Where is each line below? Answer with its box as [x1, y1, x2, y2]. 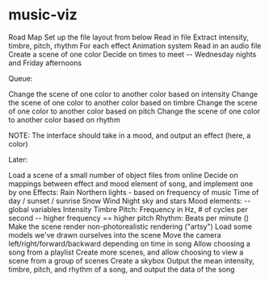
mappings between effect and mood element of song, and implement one [8, 179, 254, 189]
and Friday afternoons [8, 58, 82, 68]
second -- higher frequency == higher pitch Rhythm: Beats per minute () [8, 213, 249, 222]
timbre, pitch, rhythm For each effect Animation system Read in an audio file [8, 40, 262, 50]
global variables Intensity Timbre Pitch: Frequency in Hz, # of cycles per [8, 204, 248, 214]
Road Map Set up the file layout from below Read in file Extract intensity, [8, 32, 249, 42]
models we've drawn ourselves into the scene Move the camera [8, 230, 221, 239]
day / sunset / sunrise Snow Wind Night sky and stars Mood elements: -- [8, 196, 251, 205]
